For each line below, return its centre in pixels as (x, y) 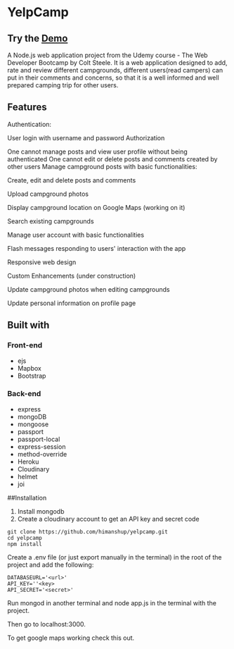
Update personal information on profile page (72, 303)
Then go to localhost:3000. (47, 624)
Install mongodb (41, 511)
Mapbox (30, 368)
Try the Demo (38, 38)
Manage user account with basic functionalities (76, 235)
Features (27, 107)
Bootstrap (32, 376)
